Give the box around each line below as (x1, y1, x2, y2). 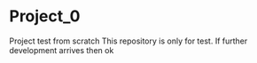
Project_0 (9, 6, 81, 27)
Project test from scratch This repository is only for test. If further (9, 35, 248, 46)
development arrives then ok (9, 44, 114, 55)
